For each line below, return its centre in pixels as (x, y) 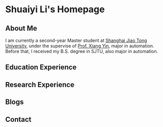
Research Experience (40, 84)
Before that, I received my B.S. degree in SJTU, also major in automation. (82, 51)
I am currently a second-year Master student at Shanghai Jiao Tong (76, 40)
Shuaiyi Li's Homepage (55, 9)
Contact (18, 119)
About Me (21, 28)
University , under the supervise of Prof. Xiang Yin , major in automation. (80, 46)
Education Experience (41, 67)
